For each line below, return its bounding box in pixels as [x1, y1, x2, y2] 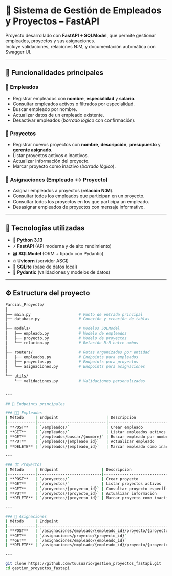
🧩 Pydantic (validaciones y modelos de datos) [12, 269, 111, 275]
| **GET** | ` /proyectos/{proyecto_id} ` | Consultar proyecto [5, 486, 147, 491]
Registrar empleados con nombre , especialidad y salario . [12, 95, 136, 101]
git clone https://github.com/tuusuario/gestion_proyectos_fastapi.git [5, 561, 161, 566]
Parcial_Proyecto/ [5, 302, 45, 307]
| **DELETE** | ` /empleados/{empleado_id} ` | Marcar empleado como [5, 444, 157, 449]
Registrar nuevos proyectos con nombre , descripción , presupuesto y [12, 141, 161, 147]
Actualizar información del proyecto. [12, 158, 90, 164]
